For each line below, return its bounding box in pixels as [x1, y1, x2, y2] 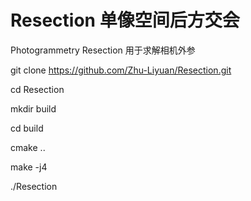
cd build [10, 122, 44, 134]
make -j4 [10, 161, 48, 173]
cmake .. [10, 141, 46, 153]
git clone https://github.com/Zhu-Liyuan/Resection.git [10, 64, 232, 76]
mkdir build [10, 102, 57, 115]
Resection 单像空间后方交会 [10, 9, 240, 32]
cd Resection [10, 83, 65, 95]
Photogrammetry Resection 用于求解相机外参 [10, 44, 196, 56]
